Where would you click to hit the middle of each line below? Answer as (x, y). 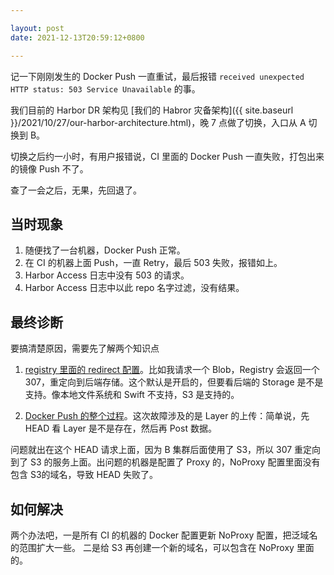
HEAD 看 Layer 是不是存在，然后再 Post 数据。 (120, 428)
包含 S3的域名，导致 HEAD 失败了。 (84, 475)
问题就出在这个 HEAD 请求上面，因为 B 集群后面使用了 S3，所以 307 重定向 (166, 450)
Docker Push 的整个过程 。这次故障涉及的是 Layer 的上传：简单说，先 (167, 416)
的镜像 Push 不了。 (49, 168)
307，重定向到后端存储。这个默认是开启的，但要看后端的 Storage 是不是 (174, 382)
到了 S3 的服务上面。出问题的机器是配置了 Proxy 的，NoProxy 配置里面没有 (165, 462)
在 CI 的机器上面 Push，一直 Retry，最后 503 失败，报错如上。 (153, 263)
